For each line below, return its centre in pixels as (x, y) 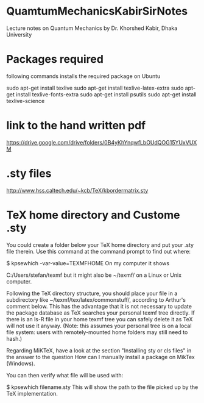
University (19, 34)
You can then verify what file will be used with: (65, 375)
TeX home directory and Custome (93, 215)
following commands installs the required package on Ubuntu (83, 76)
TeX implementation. (32, 393)
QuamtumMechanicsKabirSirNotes (97, 11)
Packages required (55, 59)
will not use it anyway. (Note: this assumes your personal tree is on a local (99, 326)
